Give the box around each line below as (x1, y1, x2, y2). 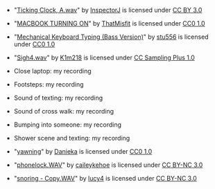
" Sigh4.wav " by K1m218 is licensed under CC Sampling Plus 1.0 (13, 53, 196, 62)
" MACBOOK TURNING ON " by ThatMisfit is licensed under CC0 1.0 (13, 19, 206, 27)
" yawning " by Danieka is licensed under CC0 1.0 (13, 147, 153, 155)
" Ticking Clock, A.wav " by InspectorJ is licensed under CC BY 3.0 (13, 6, 203, 14)
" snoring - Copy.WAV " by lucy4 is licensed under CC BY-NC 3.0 (13, 174, 198, 182)
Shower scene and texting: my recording (13, 134, 130, 142)
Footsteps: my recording (13, 80, 84, 89)
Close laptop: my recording (13, 67, 92, 75)
